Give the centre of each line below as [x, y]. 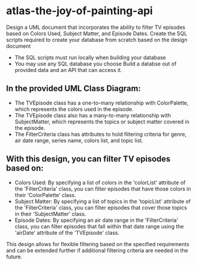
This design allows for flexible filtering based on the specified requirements [98, 244]
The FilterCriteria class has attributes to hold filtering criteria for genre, [101, 134]
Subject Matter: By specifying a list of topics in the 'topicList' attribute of [103, 201]
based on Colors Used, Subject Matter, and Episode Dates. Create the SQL [97, 33]
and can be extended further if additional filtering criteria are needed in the [97, 250]
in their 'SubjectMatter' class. [50, 214]
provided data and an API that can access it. [68, 70]
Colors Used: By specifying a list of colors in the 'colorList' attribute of [100, 182]
